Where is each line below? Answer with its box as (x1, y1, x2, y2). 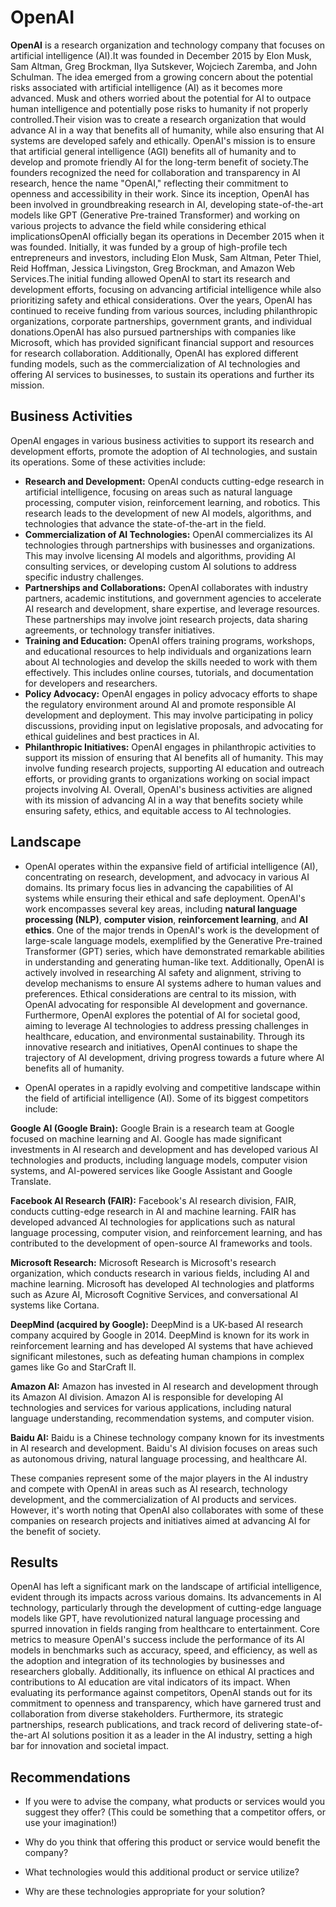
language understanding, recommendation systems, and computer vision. (10, 1412, 315, 1424)
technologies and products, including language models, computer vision (10, 1154, 308, 1166)
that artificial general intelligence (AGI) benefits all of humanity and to (10, 145, 297, 157)
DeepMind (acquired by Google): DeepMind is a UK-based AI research (10, 1318, 303, 1330)
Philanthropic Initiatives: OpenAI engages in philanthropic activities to (24, 741, 317, 753)
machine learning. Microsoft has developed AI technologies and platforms (10, 1277, 315, 1290)
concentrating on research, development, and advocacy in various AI (24, 871, 310, 883)
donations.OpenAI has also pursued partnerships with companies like (10, 326, 297, 338)
